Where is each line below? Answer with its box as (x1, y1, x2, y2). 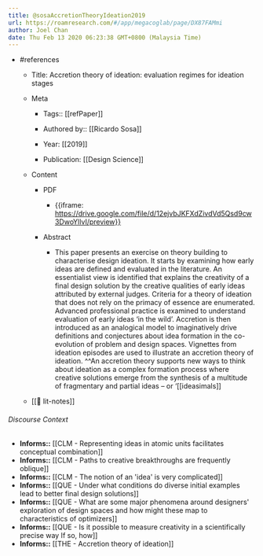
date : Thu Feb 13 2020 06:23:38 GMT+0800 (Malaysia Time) (8, 33, 202, 42)
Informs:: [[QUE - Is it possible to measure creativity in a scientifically (19, 522, 246, 532)
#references (19, 55, 60, 64)
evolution (54, 340, 85, 349)
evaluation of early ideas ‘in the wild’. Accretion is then (54, 315, 232, 324)
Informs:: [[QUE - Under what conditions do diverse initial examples (19, 481, 241, 490)
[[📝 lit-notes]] (31, 396, 75, 406)
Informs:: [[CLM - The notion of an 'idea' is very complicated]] (19, 473, 224, 482)
